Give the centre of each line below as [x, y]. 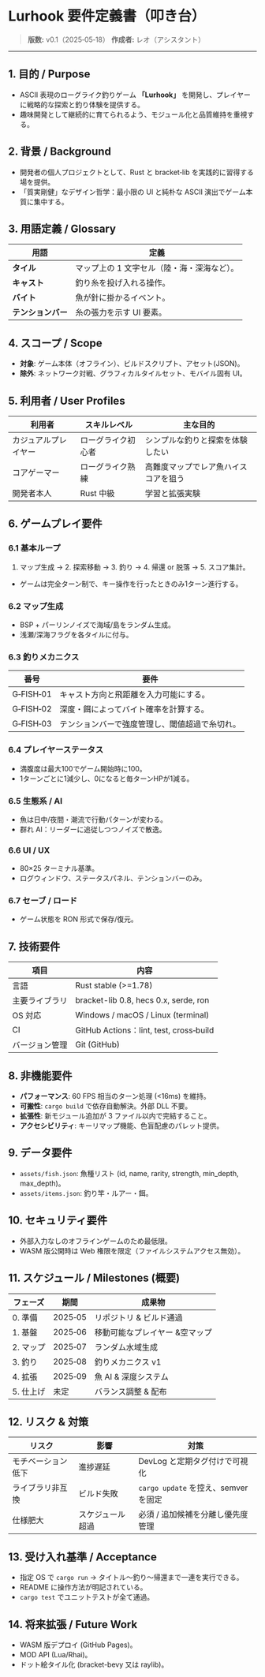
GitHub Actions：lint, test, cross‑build [145, 1030]
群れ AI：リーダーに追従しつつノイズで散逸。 [93, 829]
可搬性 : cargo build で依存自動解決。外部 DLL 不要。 [106, 1106]
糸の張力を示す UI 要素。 [121, 312]
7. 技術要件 [34, 946]
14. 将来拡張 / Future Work [73, 1625]
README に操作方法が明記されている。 [83, 1587]
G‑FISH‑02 [32, 709]
